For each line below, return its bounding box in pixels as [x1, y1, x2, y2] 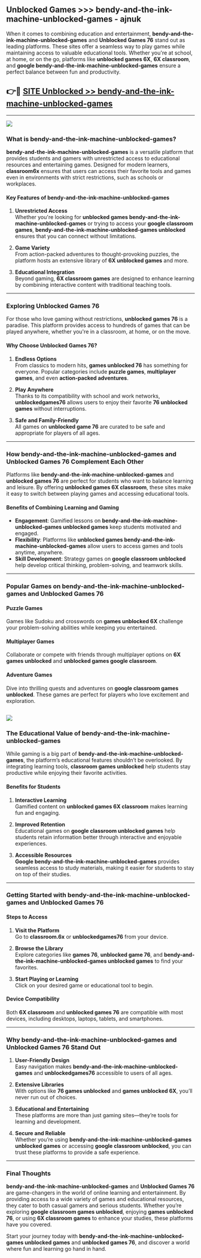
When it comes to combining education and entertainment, [6, 30, 151, 37]
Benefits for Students [6, 783, 61, 790]
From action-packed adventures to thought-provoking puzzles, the [14, 251, 179, 258]
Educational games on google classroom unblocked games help [14, 827, 175, 834]
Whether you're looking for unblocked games [14, 214, 129, 221]
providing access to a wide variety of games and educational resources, [6, 1196, 184, 1203]
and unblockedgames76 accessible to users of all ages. [33, 1069, 173, 1077]
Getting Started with [6, 891, 67, 899]
